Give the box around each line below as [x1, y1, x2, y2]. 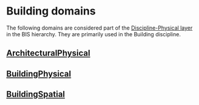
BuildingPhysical [6, 68, 72, 79]
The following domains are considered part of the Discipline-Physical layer [6, 24, 193, 31]
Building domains [6, 4, 96, 18]
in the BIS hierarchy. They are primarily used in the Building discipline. [6, 30, 181, 37]
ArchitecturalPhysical [6, 48, 90, 59]
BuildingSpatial [6, 89, 66, 100]
